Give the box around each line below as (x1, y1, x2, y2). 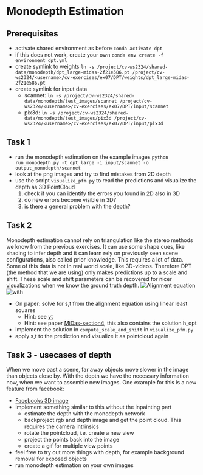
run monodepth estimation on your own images (15, 462, 134, 469)
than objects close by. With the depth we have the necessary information (6, 372, 190, 380)
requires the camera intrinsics (24, 423, 99, 430)
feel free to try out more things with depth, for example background (15, 449, 184, 456)
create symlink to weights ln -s (15, 63, 95, 70)
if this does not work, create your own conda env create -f (15, 51, 164, 58)
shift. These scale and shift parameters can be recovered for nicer (6, 275, 172, 282)
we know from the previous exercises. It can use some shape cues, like (6, 243, 185, 250)
